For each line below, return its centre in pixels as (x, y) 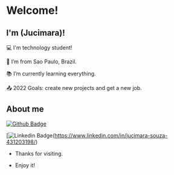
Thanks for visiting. (39, 153)
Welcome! (32, 11)
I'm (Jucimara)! (36, 33)
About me (25, 109)
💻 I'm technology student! (39, 48)
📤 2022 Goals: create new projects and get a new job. (74, 88)
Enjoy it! (25, 165)
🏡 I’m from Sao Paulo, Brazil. (42, 62)
